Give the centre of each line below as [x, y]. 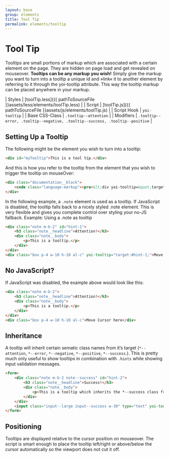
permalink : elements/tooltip [36, 24]
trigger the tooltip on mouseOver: [40, 173]
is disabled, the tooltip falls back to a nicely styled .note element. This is [80, 207]
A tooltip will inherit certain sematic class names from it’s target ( [72, 348]
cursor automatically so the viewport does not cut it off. [63, 449]
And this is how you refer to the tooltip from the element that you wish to [80, 167]
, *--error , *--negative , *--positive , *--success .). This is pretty [92, 353]
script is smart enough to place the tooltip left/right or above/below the [79, 444]
